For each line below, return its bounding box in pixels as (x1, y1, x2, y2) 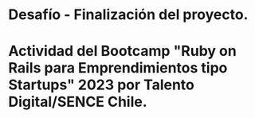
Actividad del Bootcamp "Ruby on (8, 42, 237, 61)
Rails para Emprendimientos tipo (8, 59, 228, 77)
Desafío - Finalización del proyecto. (8, 6, 249, 24)
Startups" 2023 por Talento (8, 76, 195, 94)
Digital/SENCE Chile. (8, 93, 147, 111)
